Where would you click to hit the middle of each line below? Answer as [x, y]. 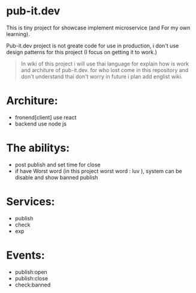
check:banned [33, 285]
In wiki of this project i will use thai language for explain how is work [105, 64]
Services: [31, 202]
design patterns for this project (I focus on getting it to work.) [82, 52]
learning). [18, 34]
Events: [25, 255]
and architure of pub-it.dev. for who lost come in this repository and [105, 70]
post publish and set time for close [58, 165]
